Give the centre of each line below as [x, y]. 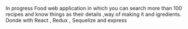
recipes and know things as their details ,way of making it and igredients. [93, 14]
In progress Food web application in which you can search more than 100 [94, 8]
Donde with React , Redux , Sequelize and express [66, 20]
